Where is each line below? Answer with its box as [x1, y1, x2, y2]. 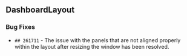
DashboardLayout [5, 5, 75, 15]
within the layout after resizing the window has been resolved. [14, 43, 169, 50]
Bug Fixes [5, 23, 36, 31]
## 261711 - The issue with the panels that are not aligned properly [14, 36, 181, 44]
